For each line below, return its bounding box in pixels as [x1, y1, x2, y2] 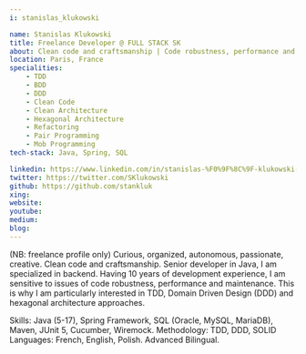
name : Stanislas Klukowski [9, 29, 112, 39]
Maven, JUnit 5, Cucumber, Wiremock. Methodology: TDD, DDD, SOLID [9, 324, 277, 335]
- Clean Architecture [25, 106, 107, 115]
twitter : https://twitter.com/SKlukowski [9, 173, 169, 182]
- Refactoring [25, 123, 79, 132]
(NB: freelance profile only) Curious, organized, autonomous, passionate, [9, 248, 284, 259]
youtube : [9, 207, 43, 217]
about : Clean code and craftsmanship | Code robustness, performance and [9, 46, 296, 56]
